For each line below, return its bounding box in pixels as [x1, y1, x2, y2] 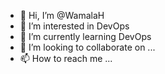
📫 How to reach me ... [19, 53, 113, 64]
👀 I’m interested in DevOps [19, 20, 130, 32]
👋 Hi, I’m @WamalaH [19, 10, 105, 21]
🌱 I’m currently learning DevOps [19, 31, 152, 42]
